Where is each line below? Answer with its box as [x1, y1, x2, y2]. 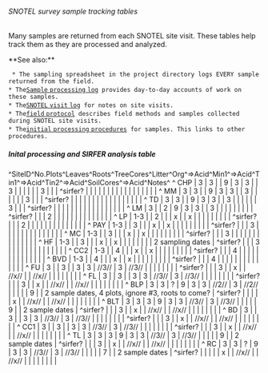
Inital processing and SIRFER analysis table [8, 149, 156, 159]
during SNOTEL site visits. [8, 117, 102, 125]
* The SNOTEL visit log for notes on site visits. [8, 101, 174, 109]
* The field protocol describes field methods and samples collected [8, 110, 240, 118]
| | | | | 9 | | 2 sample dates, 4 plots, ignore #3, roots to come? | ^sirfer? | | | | [8, 288, 258, 298]
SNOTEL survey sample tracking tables [8, 6, 138, 16]
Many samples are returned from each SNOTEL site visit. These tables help [8, 31, 256, 41]
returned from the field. [8, 77, 94, 85]
